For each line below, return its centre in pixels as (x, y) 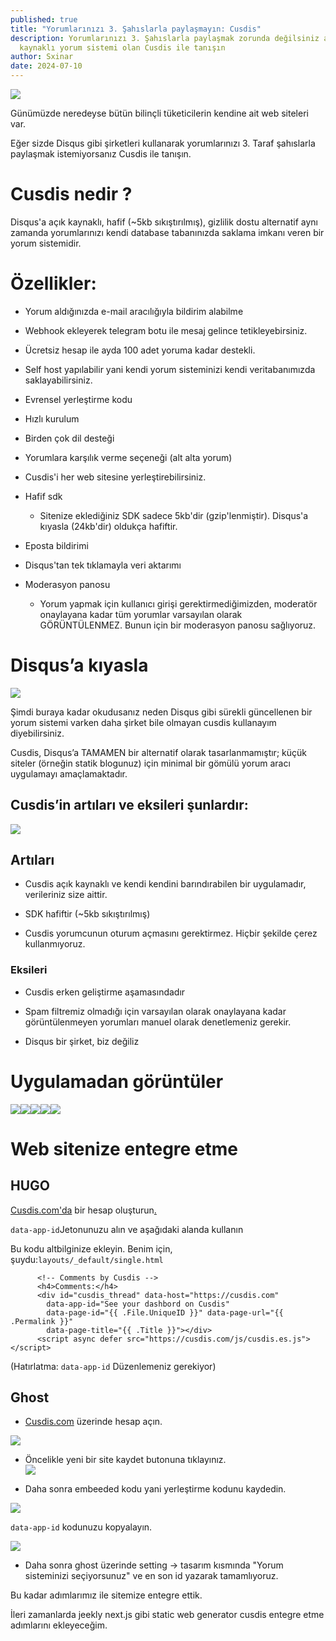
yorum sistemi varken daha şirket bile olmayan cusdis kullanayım (143, 722)
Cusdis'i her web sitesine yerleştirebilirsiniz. (115, 477)
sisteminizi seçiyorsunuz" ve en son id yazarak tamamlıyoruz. (151, 1576)
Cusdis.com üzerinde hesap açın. (93, 1422)
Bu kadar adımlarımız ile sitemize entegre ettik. (106, 1595)
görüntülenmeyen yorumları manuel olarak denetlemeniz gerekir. (158, 1022)
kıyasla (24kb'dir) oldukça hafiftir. (108, 526)
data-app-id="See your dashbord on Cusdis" (138, 1304)
